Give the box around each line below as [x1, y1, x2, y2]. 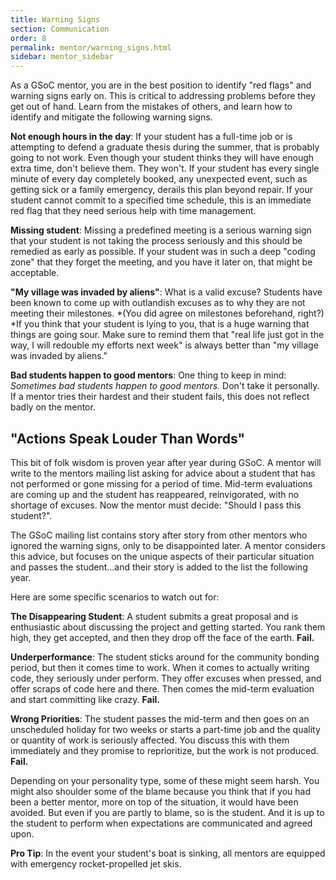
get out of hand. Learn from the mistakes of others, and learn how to [10, 101, 293, 113]
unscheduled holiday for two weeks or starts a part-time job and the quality [10, 723, 321, 735]
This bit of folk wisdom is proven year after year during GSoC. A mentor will [10, 456, 322, 468]
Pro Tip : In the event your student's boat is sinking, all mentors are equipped [10, 847, 326, 859]
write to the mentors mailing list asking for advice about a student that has [10, 467, 316, 479]
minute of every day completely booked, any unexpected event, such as [10, 173, 308, 185]
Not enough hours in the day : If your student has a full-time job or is [10, 131, 293, 143]
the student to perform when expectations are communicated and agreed [10, 817, 313, 829]
